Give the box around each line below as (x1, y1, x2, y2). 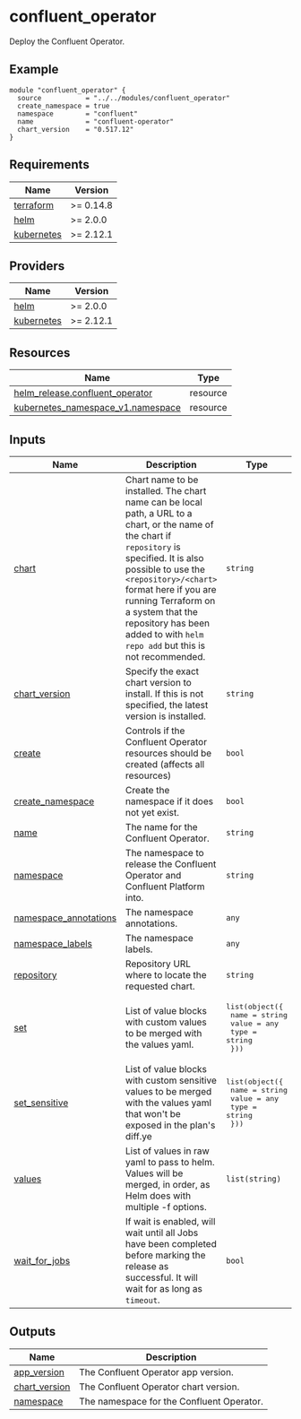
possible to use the (125, 563, 206, 575)
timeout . (125, 1294, 160, 1306)
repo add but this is (125, 639, 206, 652)
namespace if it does (125, 795, 213, 808)
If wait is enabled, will (125, 1216, 216, 1227)
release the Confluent (125, 858, 217, 870)
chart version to (125, 677, 193, 688)
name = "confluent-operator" (17, 117, 175, 126)
